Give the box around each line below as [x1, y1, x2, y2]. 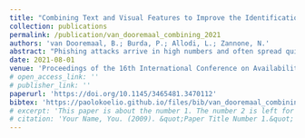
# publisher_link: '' [9, 81, 92, 90]
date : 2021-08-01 [9, 55, 75, 64]
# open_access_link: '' [9, 73, 100, 82]
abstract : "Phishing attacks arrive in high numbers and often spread [9, 47, 282, 56]
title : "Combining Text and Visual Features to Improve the [9, 13, 242, 23]
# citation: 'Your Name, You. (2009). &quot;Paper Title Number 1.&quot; [9, 114, 295, 123]
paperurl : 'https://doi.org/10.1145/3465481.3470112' [9, 89, 218, 98]
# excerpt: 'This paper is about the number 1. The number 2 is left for [9, 106, 295, 115]
